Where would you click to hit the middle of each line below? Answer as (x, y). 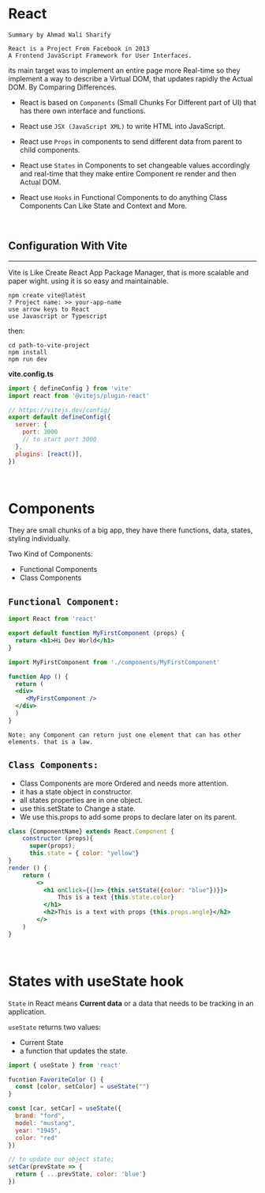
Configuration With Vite (68, 246)
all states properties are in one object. (81, 800)
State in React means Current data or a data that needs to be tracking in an (131, 1003)
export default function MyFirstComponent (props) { (97, 634)
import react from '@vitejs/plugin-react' (79, 396)
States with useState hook (96, 981)
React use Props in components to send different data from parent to (131, 141)
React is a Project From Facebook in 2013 (79, 48)
